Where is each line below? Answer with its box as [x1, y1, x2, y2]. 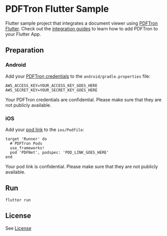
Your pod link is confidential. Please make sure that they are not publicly [5, 163, 158, 170]
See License [5, 225, 32, 231]
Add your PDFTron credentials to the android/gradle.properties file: [5, 73, 151, 79]
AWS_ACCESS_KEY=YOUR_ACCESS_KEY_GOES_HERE [5, 83, 98, 88]
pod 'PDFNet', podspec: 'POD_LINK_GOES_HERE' [10, 150, 109, 155]
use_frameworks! [10, 145, 45, 151]
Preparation [5, 46, 44, 55]
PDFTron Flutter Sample [5, 3, 109, 15]
